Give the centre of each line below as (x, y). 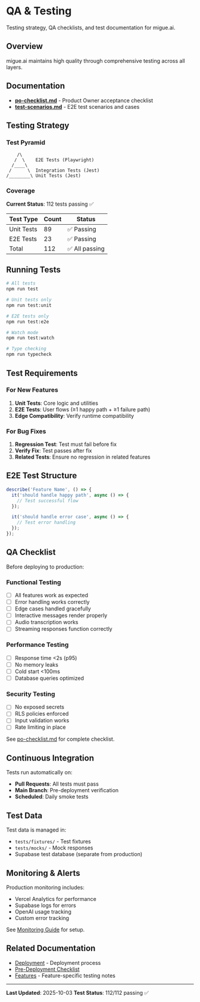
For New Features (32, 390)
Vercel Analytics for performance (55, 899)
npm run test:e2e (28, 322)
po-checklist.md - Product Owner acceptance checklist (84, 100)
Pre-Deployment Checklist (47, 969)
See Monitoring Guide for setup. (46, 929)
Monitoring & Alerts (43, 873)
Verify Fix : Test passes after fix (53, 451)
